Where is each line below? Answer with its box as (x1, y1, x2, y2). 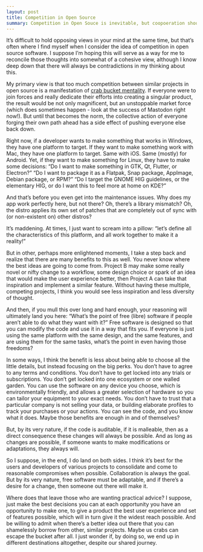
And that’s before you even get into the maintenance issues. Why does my (6, 194, 192, 201)
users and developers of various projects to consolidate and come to (6, 463, 178, 470)
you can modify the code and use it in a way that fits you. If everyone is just (6, 325, 195, 333)
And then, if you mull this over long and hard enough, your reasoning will (6, 306, 187, 313)
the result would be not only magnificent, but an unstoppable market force (6, 100, 192, 107)
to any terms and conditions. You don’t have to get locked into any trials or (6, 369, 192, 377)
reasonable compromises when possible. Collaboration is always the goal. (6, 470, 191, 477)
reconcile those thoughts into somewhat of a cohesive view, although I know (6, 56, 197, 63)
